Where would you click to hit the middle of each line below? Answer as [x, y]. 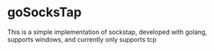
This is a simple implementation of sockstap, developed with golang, [107, 32]
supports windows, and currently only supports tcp [82, 39]
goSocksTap [45, 12]
